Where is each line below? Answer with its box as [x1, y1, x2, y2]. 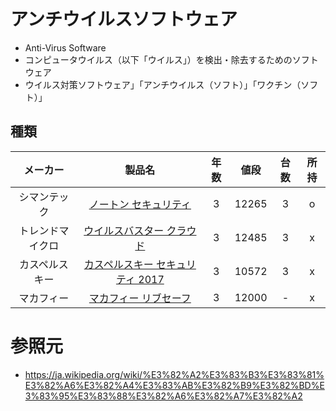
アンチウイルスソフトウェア [10, 8, 238, 31]
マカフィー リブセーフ [88, 291, 192, 305]
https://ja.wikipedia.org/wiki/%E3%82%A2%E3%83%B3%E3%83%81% [24, 368, 325, 380]
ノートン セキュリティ [88, 197, 192, 211]
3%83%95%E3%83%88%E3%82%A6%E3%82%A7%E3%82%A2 [24, 390, 303, 402]
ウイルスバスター [83, 223, 165, 237]
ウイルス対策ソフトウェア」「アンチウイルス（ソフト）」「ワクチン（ [24, 78, 302, 90]
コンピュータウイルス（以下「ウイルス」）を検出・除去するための [24, 53, 293, 65]
